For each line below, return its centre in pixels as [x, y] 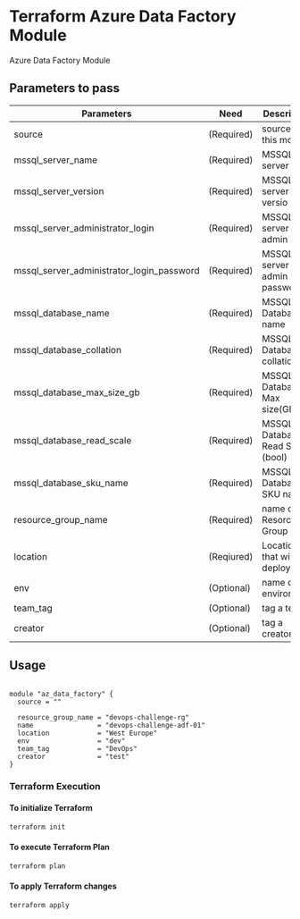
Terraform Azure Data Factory [123, 17]
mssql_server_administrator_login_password [107, 270]
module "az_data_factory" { [62, 694]
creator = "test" [73, 756]
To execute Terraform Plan [59, 847]
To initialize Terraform [51, 808]
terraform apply [39, 905]
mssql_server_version [59, 191]
